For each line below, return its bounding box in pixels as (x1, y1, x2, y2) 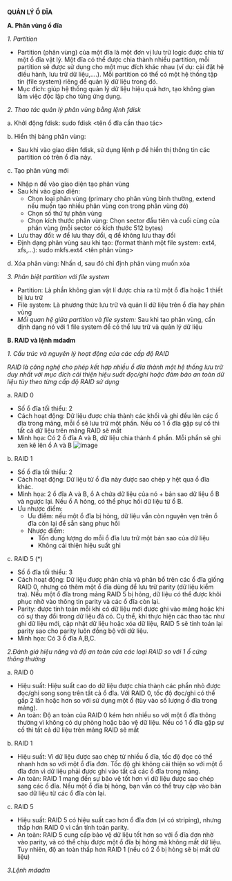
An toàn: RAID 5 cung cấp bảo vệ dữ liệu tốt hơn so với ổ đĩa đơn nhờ (17, 831, 214, 839)
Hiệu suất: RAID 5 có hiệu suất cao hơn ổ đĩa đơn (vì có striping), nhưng (17, 816, 222, 824)
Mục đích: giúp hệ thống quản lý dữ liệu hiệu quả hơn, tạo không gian (17, 85, 215, 93)
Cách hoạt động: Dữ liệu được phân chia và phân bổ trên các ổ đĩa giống (17, 576, 224, 583)
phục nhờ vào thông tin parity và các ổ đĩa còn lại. (17, 598, 160, 605)
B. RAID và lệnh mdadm (7, 337, 76, 344)
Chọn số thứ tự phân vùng (27, 209, 102, 217)
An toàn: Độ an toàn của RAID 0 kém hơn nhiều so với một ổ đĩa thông (17, 711, 216, 719)
